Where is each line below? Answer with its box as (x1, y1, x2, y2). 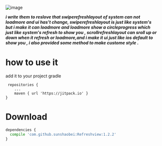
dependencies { (5, 127, 36, 132)
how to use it (5, 57, 58, 68)
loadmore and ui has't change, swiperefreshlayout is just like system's (5, 19, 152, 25)
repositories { (7, 82, 38, 87)
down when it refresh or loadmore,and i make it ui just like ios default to (5, 35, 153, 40)
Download (5, 111, 48, 123)
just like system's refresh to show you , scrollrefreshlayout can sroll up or (5, 30, 157, 35)
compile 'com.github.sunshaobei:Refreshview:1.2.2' (10, 132, 117, 137)
